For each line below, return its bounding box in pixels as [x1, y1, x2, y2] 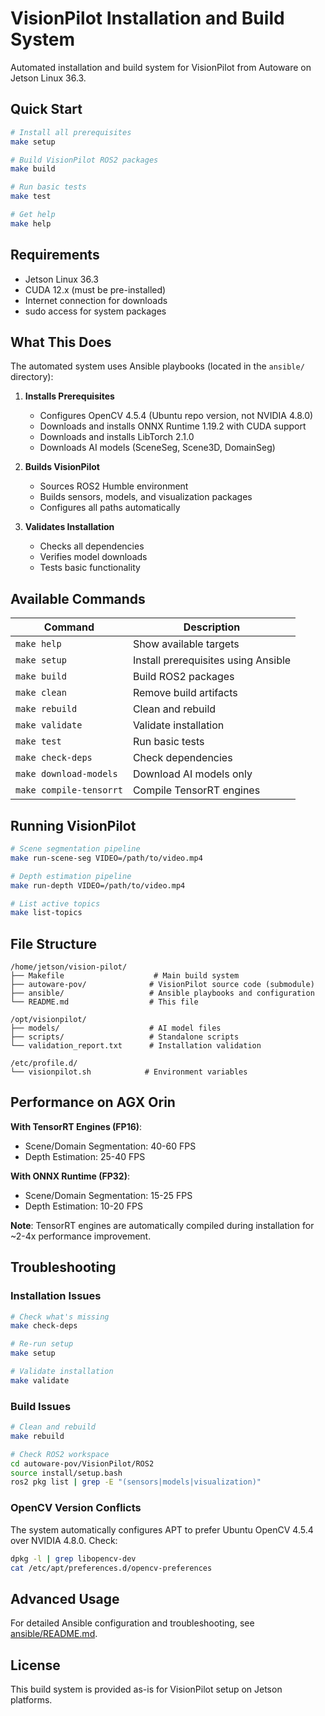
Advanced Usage [10, 1590, 120, 1607]
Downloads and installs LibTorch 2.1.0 [39, 431, 195, 443]
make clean [15, 687, 67, 699]
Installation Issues [10, 1289, 102, 1303]
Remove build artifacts [132, 686, 238, 700]
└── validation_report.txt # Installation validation [10, 1041, 262, 1051]
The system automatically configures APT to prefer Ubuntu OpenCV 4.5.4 [10, 1523, 314, 1536]
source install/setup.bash [10, 1468, 123, 1478]
